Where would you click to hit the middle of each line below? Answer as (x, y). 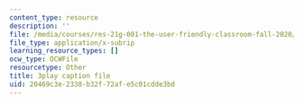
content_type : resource (54, 17)
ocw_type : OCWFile (44, 59)
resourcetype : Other (48, 68)
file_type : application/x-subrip (72, 43)
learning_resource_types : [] (64, 51)
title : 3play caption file (60, 76)
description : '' (40, 26)
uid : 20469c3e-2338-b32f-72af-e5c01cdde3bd (92, 84)
